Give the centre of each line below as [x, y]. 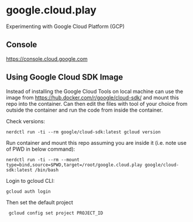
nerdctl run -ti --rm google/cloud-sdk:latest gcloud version [83, 132]
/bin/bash [47, 170]
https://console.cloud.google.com [47, 58]
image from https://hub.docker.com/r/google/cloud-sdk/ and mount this [93, 98]
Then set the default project [39, 202]
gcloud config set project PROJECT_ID [56, 213]
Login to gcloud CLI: [30, 181]
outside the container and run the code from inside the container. [85, 110]
